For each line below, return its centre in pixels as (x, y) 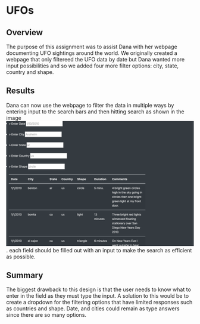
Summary (25, 275)
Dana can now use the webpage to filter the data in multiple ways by (90, 105)
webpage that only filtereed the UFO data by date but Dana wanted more (96, 59)
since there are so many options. (46, 315)
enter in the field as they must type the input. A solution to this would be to (98, 296)
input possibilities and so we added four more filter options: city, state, (93, 66)
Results (21, 91)
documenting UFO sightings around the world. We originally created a (92, 53)
